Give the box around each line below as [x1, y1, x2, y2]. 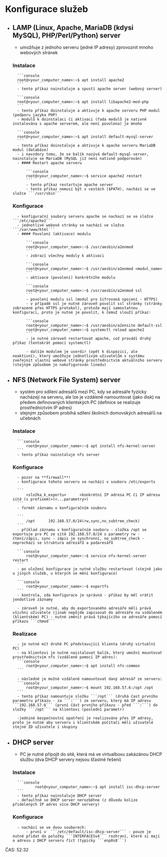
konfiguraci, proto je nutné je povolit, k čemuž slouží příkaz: [12, 310, 151, 315]
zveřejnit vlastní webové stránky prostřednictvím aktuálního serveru [12, 358, 163, 363]
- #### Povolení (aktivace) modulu [17, 231, 91, 236]
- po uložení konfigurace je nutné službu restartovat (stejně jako [17, 567, 163, 571]
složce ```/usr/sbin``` [12, 191, 62, 196]
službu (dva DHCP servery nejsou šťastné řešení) [19, 756, 122, 763]
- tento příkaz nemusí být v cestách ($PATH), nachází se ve [25, 187, 156, 192]
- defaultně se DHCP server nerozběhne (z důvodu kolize [17, 798, 138, 803]
